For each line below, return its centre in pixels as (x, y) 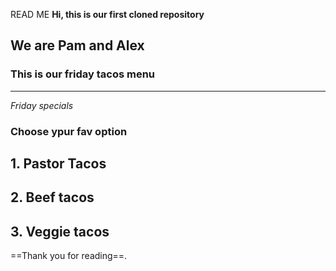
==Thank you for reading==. (69, 256)
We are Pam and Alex (77, 45)
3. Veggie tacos (60, 231)
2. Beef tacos (52, 197)
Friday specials (42, 105)
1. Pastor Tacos (58, 163)
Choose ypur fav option (69, 131)
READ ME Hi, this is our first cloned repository (107, 14)
